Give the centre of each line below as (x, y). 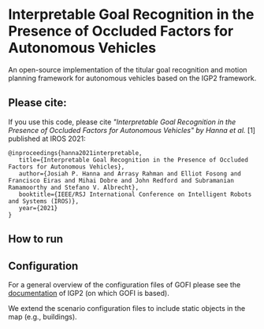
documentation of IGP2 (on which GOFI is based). (89, 293)
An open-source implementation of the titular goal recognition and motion (128, 69)
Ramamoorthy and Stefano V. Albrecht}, (74, 187)
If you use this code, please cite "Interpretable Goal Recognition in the (122, 122)
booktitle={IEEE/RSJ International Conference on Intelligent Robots (135, 194)
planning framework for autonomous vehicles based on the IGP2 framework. (132, 78)
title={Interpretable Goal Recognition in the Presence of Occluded (133, 160)
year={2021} (38, 208)
